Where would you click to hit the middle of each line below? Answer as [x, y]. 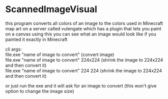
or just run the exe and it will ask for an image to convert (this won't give [81, 86]
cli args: [13, 49]
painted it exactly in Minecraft [36, 39]
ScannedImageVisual [51, 9]
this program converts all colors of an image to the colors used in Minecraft [84, 23]
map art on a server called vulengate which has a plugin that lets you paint [83, 28]
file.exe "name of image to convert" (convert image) [60, 55]
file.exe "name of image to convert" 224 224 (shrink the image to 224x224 [84, 70]
